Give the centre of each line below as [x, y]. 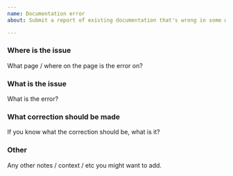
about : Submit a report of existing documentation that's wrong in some [114, 20]
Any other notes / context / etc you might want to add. [84, 165]
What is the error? [33, 99]
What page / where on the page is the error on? [75, 65]
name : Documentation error [46, 14]
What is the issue [37, 83]
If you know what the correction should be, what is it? [84, 132]
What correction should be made [63, 117]
